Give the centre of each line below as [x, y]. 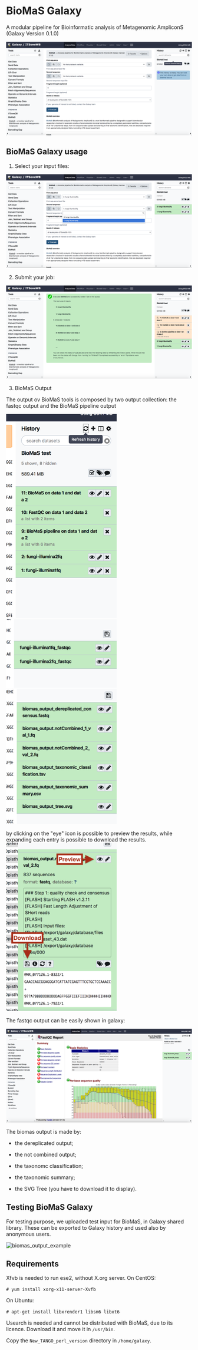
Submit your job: [34, 277]
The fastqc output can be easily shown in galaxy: [66, 1020]
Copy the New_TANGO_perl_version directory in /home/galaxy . [79, 1341]
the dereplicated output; [44, 1143]
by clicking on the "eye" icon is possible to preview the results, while [89, 834]
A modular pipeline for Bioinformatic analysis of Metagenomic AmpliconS [95, 27]
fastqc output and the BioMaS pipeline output [61, 406]
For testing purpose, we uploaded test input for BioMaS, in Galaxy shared [95, 1222]
